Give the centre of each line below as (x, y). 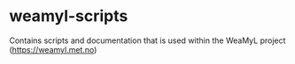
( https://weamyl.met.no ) (53, 49)
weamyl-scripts (69, 16)
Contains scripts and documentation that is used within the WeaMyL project (147, 40)
